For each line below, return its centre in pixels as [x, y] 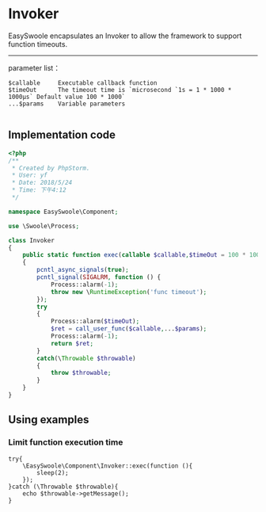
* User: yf [29, 175]
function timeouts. [38, 44]
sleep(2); [53, 472]
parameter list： [34, 67]
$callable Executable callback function [83, 83]
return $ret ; [72, 343]
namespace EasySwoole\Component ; [63, 212]
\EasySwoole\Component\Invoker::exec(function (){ [108, 466]
